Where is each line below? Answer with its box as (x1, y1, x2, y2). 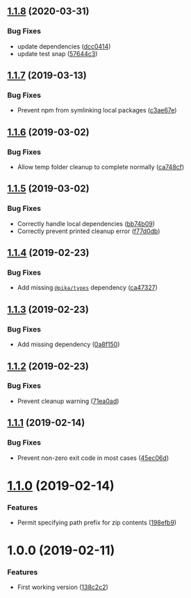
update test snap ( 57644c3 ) (17, 49, 98, 58)
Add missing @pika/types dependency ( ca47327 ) (17, 284, 158, 292)
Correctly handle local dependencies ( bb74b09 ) (17, 219, 155, 228)
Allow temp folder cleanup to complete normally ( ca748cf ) (17, 163, 185, 171)
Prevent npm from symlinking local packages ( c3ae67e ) (17, 106, 177, 114)
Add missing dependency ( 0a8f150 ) (17, 340, 120, 349)
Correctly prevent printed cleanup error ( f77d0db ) (17, 227, 160, 235)
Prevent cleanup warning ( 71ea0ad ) (17, 397, 119, 405)
